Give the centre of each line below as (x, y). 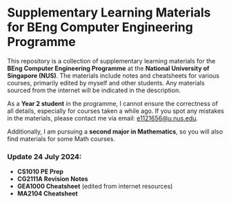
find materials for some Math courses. (61, 138)
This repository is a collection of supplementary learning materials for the (111, 61)
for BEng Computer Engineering (100, 27)
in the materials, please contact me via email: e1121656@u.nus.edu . (103, 118)
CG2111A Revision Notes (52, 179)
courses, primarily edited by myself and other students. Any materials (106, 83)
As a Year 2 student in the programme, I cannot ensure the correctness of (113, 103)
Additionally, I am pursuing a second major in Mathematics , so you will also (115, 131)
